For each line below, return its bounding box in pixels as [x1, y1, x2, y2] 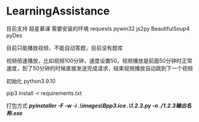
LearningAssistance [6, 4, 110, 18]
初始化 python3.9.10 [6, 77, 56, 85]
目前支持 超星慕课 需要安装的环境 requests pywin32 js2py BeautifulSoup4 [6, 25, 190, 32]
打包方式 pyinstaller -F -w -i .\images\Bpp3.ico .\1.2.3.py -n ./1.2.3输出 [6, 101, 186, 109]
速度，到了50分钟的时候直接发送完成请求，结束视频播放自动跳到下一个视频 [6, 65, 194, 72]
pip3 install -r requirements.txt [6, 89, 82, 97]
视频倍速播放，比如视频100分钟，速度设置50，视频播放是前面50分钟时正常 [6, 57, 192, 64]
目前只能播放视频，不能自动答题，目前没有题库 [6, 44, 123, 51]
